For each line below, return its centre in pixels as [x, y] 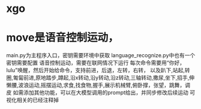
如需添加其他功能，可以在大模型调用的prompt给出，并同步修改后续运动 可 [104, 93]
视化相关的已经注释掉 [32, 100]
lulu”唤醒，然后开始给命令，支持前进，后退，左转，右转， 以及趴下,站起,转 [98, 70]
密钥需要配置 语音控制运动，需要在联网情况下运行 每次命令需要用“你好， [96, 63]
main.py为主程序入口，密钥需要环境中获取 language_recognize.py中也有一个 [101, 55]
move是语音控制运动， [62, 38]
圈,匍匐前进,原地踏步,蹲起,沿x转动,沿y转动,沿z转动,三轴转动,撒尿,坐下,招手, [98, 78]
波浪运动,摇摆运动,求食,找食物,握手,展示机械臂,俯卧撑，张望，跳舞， [102, 85]
